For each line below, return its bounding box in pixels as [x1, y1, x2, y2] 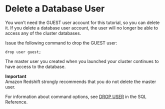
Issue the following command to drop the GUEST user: [5, 39, 117, 45]
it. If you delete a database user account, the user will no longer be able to [5, 24, 158, 30]
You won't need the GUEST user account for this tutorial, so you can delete [5, 19, 160, 25]
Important [5, 73, 26, 79]
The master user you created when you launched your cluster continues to [5, 58, 159, 64]
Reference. [5, 98, 28, 105]
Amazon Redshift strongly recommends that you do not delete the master [5, 78, 156, 84]
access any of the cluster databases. [5, 30, 81, 36]
